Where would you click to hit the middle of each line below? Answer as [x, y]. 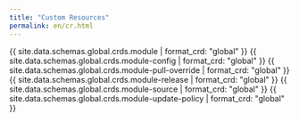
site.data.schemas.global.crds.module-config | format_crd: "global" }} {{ [142, 60]
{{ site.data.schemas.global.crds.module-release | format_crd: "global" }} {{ [148, 79]
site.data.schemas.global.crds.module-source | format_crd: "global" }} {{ [143, 89]
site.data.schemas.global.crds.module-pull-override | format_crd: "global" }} [149, 70]
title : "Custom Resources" [59, 17]
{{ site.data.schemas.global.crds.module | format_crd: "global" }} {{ [133, 51]
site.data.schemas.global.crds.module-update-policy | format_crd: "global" [147, 98]
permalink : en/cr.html [51, 26]
